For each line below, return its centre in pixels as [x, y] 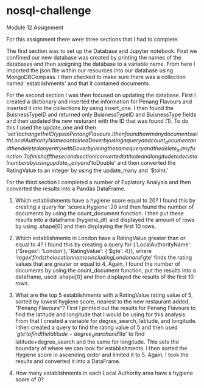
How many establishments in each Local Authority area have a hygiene [104, 373]
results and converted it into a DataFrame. [68, 361]
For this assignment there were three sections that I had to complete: [93, 39]
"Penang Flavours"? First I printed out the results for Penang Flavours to [105, 308]
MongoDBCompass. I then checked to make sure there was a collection [96, 77]
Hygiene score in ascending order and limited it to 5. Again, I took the [102, 355]
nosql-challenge [49, 11]
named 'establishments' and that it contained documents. [78, 83]
